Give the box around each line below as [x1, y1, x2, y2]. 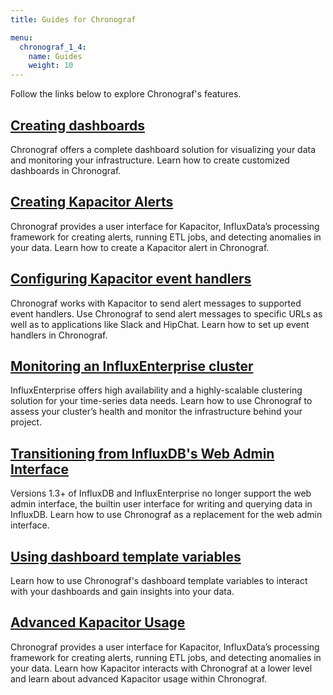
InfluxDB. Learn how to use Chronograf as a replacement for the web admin [10, 509, 323, 521]
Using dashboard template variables [10, 548, 242, 565]
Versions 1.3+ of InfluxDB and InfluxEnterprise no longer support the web [10, 487, 312, 500]
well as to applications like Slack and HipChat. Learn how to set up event [10, 318, 310, 330]
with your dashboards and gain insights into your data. [10, 586, 235, 597]
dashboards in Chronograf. [10, 164, 122, 176]
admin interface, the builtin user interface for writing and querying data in [10, 498, 313, 510]
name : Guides [28, 51, 83, 61]
